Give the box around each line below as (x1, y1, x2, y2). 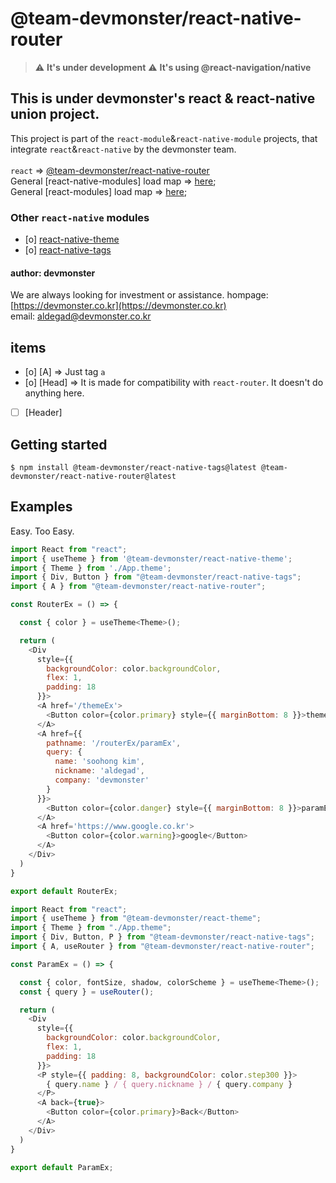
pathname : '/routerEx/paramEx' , (46, 738, 182, 748)
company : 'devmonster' (54, 775, 150, 785)
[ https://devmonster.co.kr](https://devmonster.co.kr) (10, 300, 227, 312)
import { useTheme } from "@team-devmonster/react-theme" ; (10, 913, 262, 924)
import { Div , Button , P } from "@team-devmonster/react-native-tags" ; (10, 932, 315, 942)
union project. (10, 106, 100, 123)
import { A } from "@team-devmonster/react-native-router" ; (10, 582, 267, 592)
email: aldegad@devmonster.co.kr (10, 310, 152, 322)
